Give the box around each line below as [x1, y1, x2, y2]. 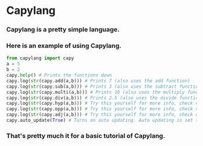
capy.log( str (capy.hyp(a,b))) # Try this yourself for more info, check [6, 101, 193, 107]
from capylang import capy [6, 55, 74, 61]
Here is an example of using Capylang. [6, 42, 122, 50]
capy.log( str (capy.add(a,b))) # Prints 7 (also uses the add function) [6, 78, 190, 84]
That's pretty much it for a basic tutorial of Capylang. [6, 131, 166, 140]
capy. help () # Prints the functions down [6, 72, 112, 79]
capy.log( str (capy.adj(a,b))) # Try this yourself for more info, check [6, 111, 193, 118]
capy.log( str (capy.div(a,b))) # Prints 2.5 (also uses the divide [6, 95, 177, 101]
